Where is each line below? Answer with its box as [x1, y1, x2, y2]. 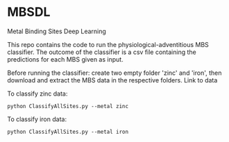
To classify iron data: [7, 115, 67, 123]
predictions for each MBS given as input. [7, 55, 124, 63]
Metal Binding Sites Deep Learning [7, 27, 106, 35]
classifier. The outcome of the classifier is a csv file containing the [7, 48, 196, 56]
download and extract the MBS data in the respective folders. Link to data [7, 76, 218, 84]
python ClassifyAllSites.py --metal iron [7, 128, 129, 135]
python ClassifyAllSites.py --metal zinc [7, 103, 129, 109]
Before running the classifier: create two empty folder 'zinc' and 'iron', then [7, 69, 222, 77]
